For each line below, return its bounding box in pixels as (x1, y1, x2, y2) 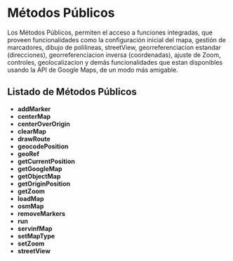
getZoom (17, 186, 46, 195)
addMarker (17, 104, 51, 113)
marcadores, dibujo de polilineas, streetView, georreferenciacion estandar (7, 43, 221, 51)
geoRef (17, 149, 40, 158)
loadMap (17, 194, 44, 203)
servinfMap (17, 224, 53, 233)
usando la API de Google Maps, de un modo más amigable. (7, 65, 178, 74)
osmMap (17, 202, 44, 210)
